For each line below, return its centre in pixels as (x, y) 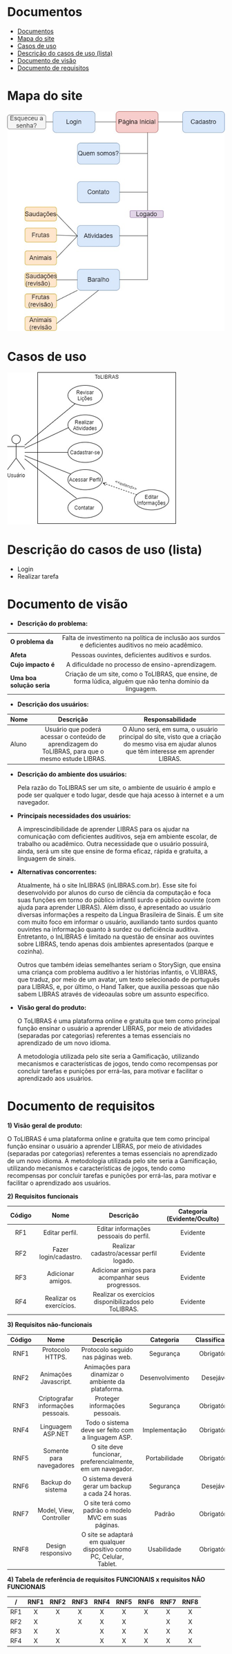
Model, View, (56, 1510)
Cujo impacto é (32, 664)
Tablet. (107, 1564)
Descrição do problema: (52, 623)
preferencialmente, (107, 1462)
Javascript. (56, 1381)
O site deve (107, 1447)
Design (56, 1545)
